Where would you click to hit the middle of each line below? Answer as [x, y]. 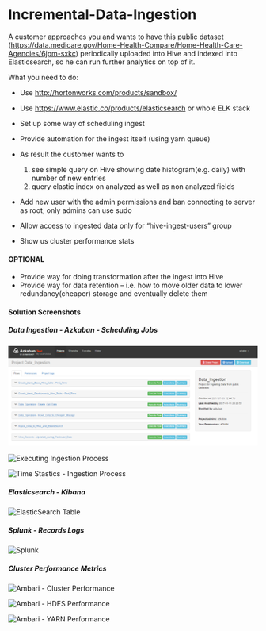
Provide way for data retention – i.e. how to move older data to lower [131, 285]
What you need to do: [44, 77]
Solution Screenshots [44, 312]
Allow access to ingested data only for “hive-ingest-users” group [125, 225]
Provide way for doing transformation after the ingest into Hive [122, 277]
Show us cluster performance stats [77, 240]
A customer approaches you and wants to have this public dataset [116, 37]
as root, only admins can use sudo [76, 210]
